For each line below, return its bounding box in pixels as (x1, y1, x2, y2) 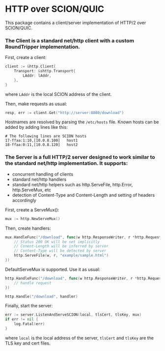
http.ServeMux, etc (12, 187, 52, 193)
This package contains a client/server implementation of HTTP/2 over (5, 20, 146, 26)
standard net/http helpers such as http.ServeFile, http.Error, (12, 181, 133, 187)
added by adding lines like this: (5, 124, 68, 130)
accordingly (12, 197, 37, 203)
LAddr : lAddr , (23, 73, 52, 78)
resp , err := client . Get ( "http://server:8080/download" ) (5, 110, 124, 115)
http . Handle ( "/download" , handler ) (5, 294, 78, 299)
